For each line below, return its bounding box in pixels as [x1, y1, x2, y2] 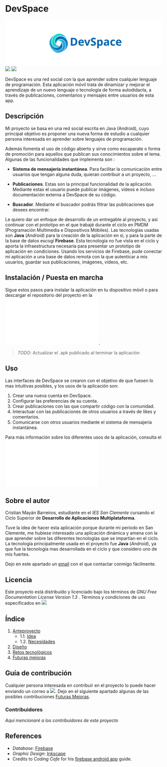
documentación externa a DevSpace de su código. [12, 191, 117, 198]
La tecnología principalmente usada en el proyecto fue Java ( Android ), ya [5, 541, 157, 547]
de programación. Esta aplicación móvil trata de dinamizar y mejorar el [5, 82, 151, 88]
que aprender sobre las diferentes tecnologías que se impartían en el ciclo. [5, 535, 159, 541]
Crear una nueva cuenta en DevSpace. [12, 393, 92, 399]
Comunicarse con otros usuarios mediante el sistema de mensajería [12, 419, 152, 425]
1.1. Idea [19, 633, 36, 639]
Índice [5, 614, 25, 623]
